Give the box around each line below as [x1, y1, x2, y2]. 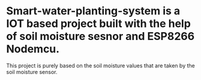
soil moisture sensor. [6, 68, 58, 75]
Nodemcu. [6, 42, 60, 56]
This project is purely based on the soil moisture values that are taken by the [6, 61, 195, 69]
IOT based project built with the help [6, 17, 191, 30]
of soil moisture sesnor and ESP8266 [6, 30, 195, 43]
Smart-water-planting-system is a [6, 4, 181, 18]
